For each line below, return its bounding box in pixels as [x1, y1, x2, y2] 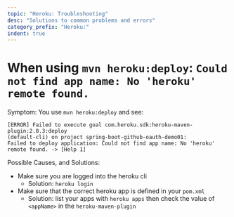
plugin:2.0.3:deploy [7, 128, 68, 135]
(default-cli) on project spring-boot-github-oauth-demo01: [7, 134, 188, 141]
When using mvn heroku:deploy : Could [7, 60, 228, 76]
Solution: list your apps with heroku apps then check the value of [27, 195, 215, 203]
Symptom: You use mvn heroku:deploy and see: [7, 108, 144, 117]
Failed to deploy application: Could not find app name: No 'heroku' [7, 140, 216, 147]
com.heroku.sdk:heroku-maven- [104, 121, 193, 129]
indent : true [7, 29, 46, 37]
